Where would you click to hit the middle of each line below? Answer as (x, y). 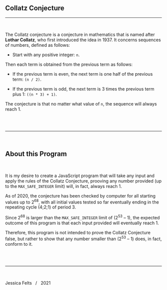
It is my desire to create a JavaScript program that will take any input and (80, 176)
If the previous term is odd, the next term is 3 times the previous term (83, 89)
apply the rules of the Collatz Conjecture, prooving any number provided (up (83, 181)
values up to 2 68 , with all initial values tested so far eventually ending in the (82, 201)
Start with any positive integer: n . (46, 55)
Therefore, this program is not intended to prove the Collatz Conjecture (78, 232)
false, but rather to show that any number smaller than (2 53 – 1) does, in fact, (83, 238)
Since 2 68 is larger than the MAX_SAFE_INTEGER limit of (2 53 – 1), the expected (83, 217)
